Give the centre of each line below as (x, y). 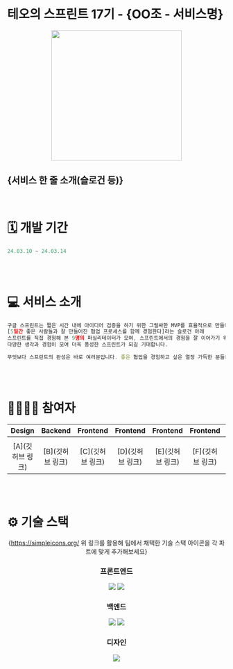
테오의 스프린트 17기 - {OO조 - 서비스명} (115, 14)
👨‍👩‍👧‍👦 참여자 (42, 408)
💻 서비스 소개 (44, 302)
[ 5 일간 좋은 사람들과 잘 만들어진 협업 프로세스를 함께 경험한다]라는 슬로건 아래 (106, 332)
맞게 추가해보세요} (123, 551)
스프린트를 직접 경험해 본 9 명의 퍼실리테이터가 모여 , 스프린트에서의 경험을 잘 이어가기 (114, 338)
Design (23, 430)
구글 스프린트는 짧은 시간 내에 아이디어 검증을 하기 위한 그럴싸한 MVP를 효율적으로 (110, 325)
